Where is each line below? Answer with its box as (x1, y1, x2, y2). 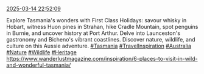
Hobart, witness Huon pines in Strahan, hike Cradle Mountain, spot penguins (6, 23, 199, 30)
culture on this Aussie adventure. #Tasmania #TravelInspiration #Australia (6, 42, 192, 49)
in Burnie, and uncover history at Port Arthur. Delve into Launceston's (6, 29, 181, 37)
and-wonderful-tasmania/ (6, 61, 71, 69)
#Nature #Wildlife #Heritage (6, 49, 77, 56)
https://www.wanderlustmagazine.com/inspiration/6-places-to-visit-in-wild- (6, 55, 198, 62)
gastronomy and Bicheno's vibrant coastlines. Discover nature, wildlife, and (6, 36, 196, 43)
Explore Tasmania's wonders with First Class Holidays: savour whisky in (6, 17, 187, 23)
